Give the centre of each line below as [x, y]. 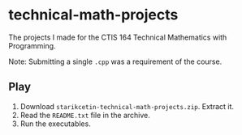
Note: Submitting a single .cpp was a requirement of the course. [115, 61]
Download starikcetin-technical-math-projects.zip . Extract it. [127, 106]
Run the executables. [55, 124]
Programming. [32, 45]
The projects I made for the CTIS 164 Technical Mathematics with [118, 37]
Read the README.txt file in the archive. [85, 115]
